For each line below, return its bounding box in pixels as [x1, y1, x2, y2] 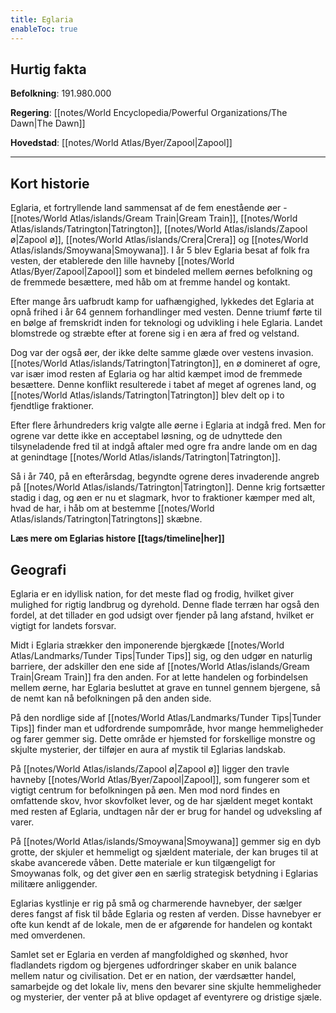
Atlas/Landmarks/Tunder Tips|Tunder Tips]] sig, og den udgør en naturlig [10, 649, 313, 661]
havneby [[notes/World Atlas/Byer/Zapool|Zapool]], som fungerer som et [10, 773, 310, 785]
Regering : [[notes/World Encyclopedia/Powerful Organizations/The [10, 107, 288, 119]
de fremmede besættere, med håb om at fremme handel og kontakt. [10, 276, 291, 288]
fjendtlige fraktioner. [10, 400, 95, 412]
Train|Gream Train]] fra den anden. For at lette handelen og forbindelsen [10, 671, 309, 683]
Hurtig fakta [10, 61, 87, 78]
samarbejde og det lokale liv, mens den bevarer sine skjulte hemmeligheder [10, 980, 322, 992]
